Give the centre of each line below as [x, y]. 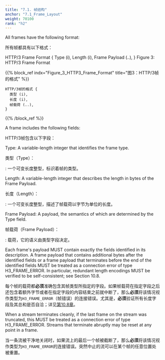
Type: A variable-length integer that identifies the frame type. [67, 148]
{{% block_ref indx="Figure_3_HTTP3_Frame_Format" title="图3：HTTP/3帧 [82, 73]
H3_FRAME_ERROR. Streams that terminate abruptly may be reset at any [79, 325]
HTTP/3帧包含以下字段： [30, 138]
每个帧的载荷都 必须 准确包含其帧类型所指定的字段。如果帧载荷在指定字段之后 [82, 286]
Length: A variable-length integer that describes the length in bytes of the [80, 178]
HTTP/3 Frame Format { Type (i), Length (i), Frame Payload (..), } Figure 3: [80, 58]
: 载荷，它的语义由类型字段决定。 [39, 240]
